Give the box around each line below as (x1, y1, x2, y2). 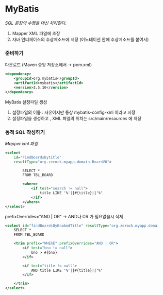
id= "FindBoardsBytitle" (14, 155, 62, 160)
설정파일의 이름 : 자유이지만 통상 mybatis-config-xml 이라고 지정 (12, 109, 136, 115)
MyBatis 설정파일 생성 (5, 99, 48, 105)
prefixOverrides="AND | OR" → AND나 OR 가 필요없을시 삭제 (5, 213, 124, 219)
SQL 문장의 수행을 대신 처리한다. (5, 20, 66, 26)
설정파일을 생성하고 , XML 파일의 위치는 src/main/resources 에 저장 (12, 115, 142, 121)
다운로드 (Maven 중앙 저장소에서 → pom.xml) (5, 62, 92, 68)
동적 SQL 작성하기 (5, 129, 45, 136)
